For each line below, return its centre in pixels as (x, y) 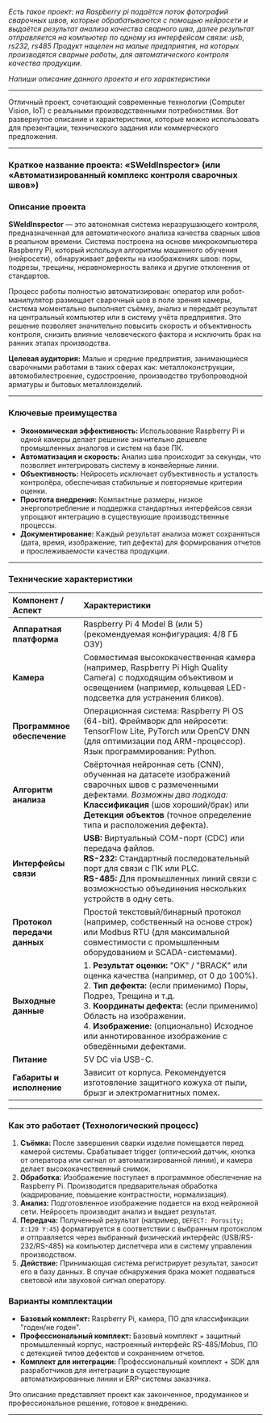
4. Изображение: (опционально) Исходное (169, 1025)
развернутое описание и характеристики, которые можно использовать (134, 119)
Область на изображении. (135, 1016)
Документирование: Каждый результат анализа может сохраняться (140, 533)
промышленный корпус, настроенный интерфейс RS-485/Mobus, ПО (139, 1345)
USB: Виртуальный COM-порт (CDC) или (164, 838)
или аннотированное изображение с (156, 1036)
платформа (35, 639)
